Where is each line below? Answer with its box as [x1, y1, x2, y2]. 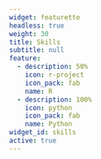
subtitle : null [9, 46, 65, 55]
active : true [9, 136, 57, 145]
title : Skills [9, 37, 61, 47]
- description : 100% [17, 95, 92, 104]
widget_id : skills [9, 128, 76, 137]
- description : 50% [17, 63, 89, 72]
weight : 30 [9, 29, 49, 38]
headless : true [9, 21, 65, 30]
